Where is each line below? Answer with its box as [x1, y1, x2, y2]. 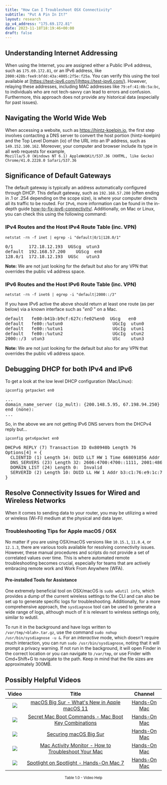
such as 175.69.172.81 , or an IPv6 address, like [5, 67, 102, 73]
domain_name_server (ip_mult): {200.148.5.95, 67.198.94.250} [5, 401, 160, 407]
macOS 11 [63, 705, 88, 712]
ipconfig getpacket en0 [5, 388, 55, 393]
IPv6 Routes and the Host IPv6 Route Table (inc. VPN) [5, 280, 137, 287]
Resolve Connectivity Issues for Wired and [5, 489, 140, 497]
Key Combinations [54, 719, 97, 726]
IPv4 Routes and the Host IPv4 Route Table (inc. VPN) [5, 224, 137, 231]
